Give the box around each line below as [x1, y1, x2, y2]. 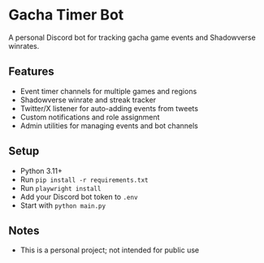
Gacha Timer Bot [8, 6, 124, 24]
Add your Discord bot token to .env [19, 192, 138, 201]
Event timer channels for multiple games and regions [19, 86, 197, 96]
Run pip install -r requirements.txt [19, 175, 149, 184]
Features [8, 65, 54, 79]
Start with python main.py [19, 200, 106, 210]
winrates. [8, 41, 40, 50]
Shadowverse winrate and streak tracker [19, 95, 157, 105]
